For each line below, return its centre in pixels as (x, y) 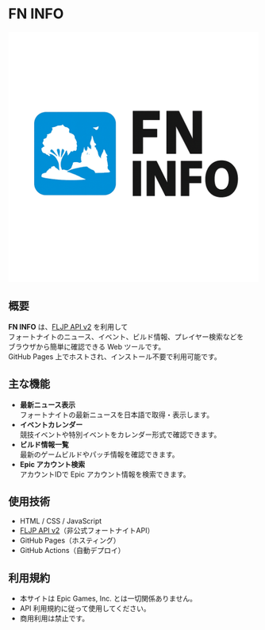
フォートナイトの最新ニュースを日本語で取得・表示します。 (117, 415)
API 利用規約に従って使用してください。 (85, 609)
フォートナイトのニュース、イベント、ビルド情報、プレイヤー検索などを (126, 336)
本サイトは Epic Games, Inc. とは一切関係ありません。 (108, 599)
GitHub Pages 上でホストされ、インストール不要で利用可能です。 (115, 356)
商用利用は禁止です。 (54, 618)
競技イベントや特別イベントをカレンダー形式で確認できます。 (120, 435)
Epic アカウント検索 (52, 464)
